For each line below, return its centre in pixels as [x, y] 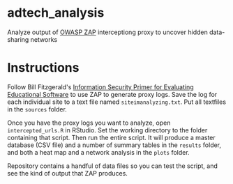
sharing [18, 39]
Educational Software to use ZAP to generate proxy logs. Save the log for [112, 94]
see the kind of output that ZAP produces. [67, 173]
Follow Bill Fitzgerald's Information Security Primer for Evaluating [100, 87]
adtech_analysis [56, 13]
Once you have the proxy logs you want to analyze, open [89, 123]
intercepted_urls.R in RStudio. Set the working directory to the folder [107, 130]
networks [44, 39]
